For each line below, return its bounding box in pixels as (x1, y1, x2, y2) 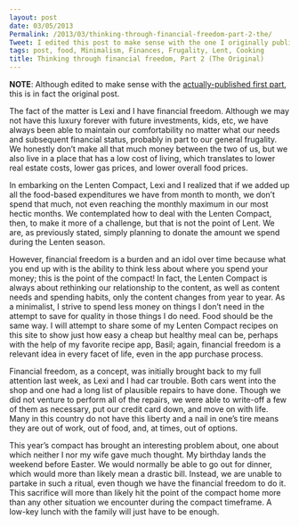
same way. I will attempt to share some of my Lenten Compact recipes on (9, 320, 279, 331)
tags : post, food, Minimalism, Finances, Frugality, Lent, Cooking (9, 46, 265, 55)
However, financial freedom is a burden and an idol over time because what (9, 254, 287, 264)
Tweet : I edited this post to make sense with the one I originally (9, 37, 269, 47)
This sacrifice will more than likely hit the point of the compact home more (9, 488, 282, 497)
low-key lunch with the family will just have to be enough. (9, 506, 220, 517)
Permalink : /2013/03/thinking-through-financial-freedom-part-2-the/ (9, 29, 273, 38)
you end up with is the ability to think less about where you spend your (9, 264, 269, 274)
